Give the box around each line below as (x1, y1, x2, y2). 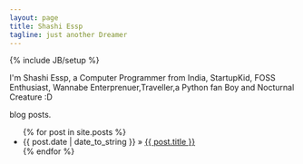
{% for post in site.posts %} (22, 127, 127, 138)
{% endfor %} (22, 146, 75, 157)
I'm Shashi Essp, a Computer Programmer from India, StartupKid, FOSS (9, 72, 276, 83)
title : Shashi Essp (9, 22, 83, 31)
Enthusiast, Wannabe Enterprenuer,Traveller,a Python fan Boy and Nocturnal (9, 82, 295, 93)
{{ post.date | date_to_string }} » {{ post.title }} (22, 137, 196, 148)
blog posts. (9, 110, 52, 121)
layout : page (9, 13, 59, 23)
